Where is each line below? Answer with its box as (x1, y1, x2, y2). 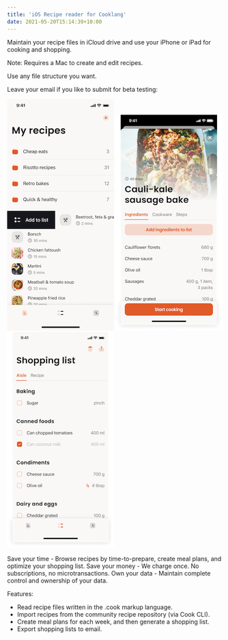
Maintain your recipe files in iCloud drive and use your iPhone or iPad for (7, 38, 212, 46)
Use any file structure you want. (7, 72, 97, 80)
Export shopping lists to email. (16, 624, 102, 633)
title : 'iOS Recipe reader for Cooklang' (7, 11, 127, 18)
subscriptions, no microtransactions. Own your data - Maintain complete (7, 569, 211, 577)
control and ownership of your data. (7, 576, 108, 584)
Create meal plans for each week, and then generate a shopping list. (16, 617, 210, 626)
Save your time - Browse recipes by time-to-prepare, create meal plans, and (7, 554, 222, 563)
